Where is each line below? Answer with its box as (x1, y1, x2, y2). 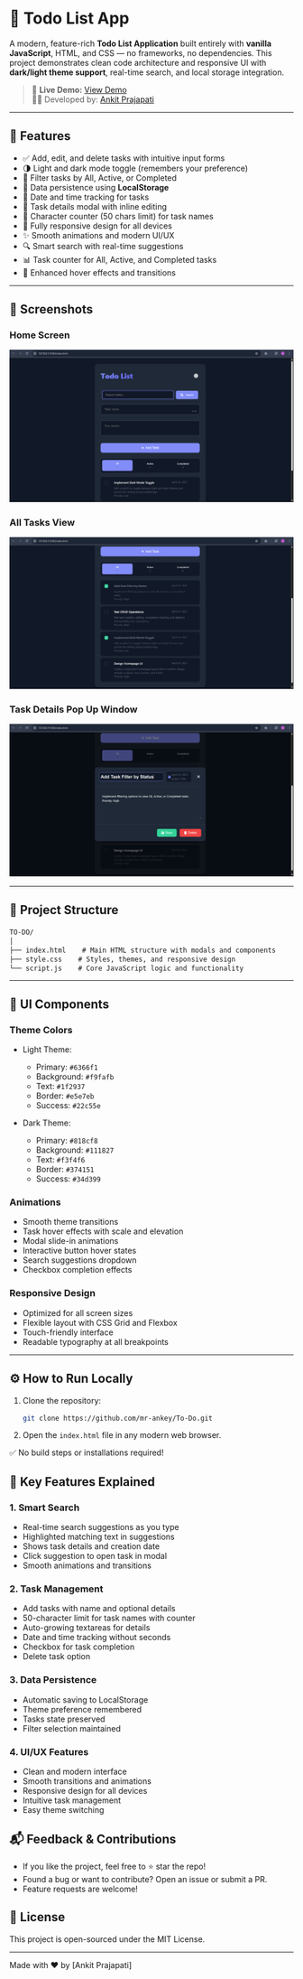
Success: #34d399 (35, 1173, 101, 1184)
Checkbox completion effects (22, 1265, 133, 1275)
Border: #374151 (35, 1164, 95, 1175)
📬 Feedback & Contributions (9, 1832, 177, 1847)
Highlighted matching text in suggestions (22, 1531, 175, 1543)
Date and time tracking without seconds (22, 1632, 171, 1643)
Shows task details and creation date (22, 1541, 161, 1552)
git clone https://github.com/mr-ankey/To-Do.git (22, 1414, 214, 1423)
